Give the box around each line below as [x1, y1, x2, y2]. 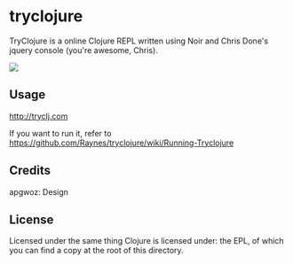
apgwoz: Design [9, 186, 69, 197]
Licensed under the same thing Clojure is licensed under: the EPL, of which [9, 236, 284, 246]
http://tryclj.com [9, 111, 68, 121]
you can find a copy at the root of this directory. [9, 245, 184, 256]
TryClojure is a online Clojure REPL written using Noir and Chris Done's [9, 35, 269, 46]
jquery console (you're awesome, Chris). [9, 44, 158, 55]
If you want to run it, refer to [9, 128, 112, 138]
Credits [9, 163, 51, 178]
